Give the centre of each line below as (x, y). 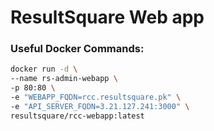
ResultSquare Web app (107, 17)
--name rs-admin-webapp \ (64, 79)
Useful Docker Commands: (77, 49)
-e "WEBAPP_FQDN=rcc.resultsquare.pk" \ (96, 97)
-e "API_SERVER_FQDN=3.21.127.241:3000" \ (100, 106)
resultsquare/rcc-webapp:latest (77, 116)
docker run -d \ (44, 69)
